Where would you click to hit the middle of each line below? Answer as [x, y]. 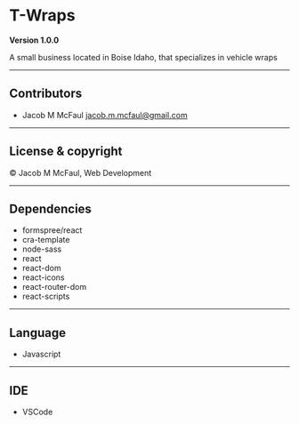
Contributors [46, 94]
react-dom [41, 268]
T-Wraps [42, 16]
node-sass [42, 249]
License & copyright [66, 152]
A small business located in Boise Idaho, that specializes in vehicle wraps [143, 57]
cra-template [46, 240]
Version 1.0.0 [34, 40]
